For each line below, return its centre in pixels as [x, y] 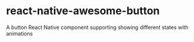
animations [20, 33]
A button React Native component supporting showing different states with [97, 27]
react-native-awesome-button [83, 11]
